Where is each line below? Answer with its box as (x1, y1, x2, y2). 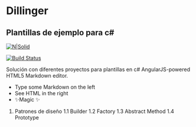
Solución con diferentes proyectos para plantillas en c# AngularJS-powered (6, 66, 191, 73)
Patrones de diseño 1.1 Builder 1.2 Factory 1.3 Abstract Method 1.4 (14, 108, 174, 115)
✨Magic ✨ (14, 96, 40, 103)
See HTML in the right (14, 90, 68, 96)
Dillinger (6, 4, 48, 18)
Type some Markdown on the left (14, 83, 96, 91)
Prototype (14, 114, 40, 121)
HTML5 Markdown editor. (6, 72, 68, 79)
